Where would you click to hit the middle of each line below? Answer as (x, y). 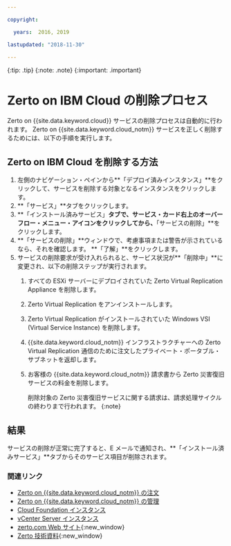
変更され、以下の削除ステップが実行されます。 (84, 266)
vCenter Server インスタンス (58, 518)
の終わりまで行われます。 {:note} (74, 406)
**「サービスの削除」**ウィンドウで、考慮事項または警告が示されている (120, 241)
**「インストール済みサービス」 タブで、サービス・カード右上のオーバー (120, 214)
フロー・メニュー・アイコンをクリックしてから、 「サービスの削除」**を (118, 223)
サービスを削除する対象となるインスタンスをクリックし (132, 189)
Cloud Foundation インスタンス (61, 510)
